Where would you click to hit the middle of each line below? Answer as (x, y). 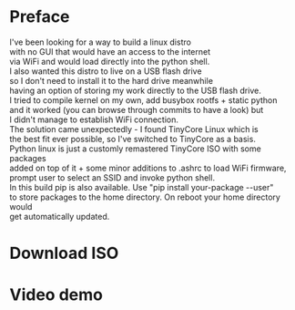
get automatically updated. (60, 216)
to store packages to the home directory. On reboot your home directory (145, 197)
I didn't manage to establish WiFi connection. (94, 119)
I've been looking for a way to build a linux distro (100, 42)
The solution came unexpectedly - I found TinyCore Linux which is (134, 129)
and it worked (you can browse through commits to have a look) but (137, 109)
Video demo (56, 295)
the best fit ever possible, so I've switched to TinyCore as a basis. (133, 139)
